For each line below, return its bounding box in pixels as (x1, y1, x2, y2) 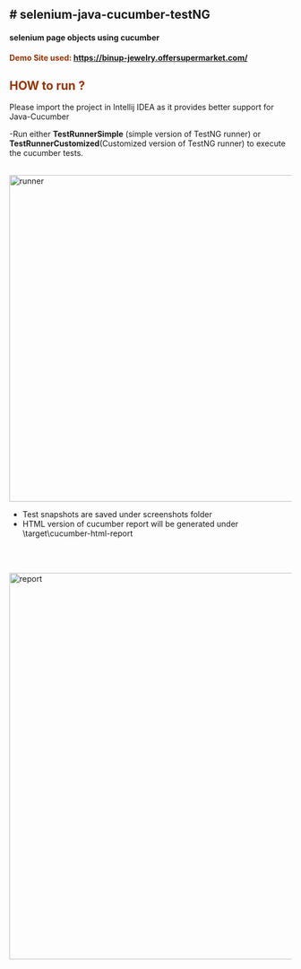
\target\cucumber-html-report (21, 528, 133, 539)
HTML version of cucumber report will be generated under (21, 519, 239, 530)
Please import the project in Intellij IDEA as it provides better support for (9, 102, 275, 113)
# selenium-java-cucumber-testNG (9, 7, 211, 22)
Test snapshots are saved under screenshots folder (21, 509, 212, 520)
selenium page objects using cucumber (9, 31, 159, 43)
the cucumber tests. (9, 148, 83, 159)
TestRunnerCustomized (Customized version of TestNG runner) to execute (9, 138, 287, 149)
